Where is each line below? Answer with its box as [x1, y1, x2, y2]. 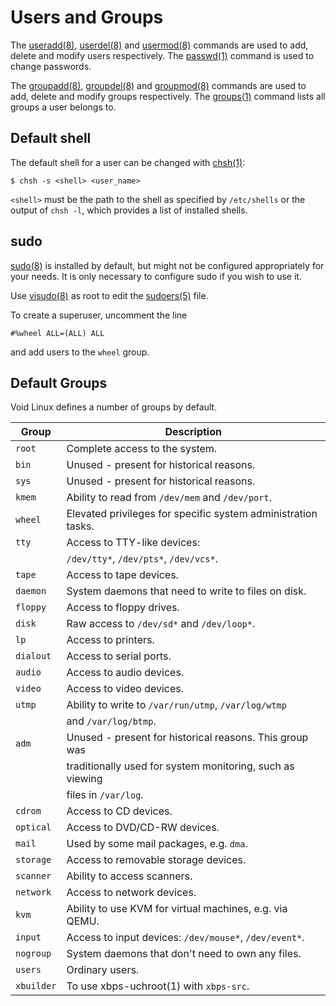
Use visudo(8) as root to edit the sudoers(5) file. [10, 289, 209, 301]
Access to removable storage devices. [66, 853, 247, 867]
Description [164, 425, 222, 439]
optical [15, 822, 52, 833]
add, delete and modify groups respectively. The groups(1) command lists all [10, 90, 326, 102]
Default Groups [10, 374, 108, 391]
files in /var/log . [66, 788, 144, 802]
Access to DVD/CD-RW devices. [66, 821, 220, 835]
